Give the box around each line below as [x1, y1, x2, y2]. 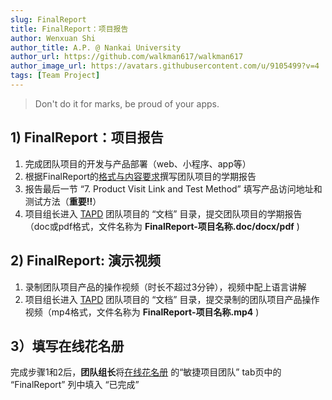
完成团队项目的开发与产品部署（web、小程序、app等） [24, 157, 252, 170]
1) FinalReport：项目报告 [10, 129, 164, 146]
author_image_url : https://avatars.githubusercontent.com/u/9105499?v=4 [10, 61, 320, 71]
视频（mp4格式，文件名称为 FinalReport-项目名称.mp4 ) [24, 306, 260, 318]
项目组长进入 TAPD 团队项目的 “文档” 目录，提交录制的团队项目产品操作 [24, 293, 320, 305]
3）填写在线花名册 [10, 337, 125, 355]
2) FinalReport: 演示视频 [10, 252, 161, 270]
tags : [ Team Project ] [10, 71, 101, 81]
